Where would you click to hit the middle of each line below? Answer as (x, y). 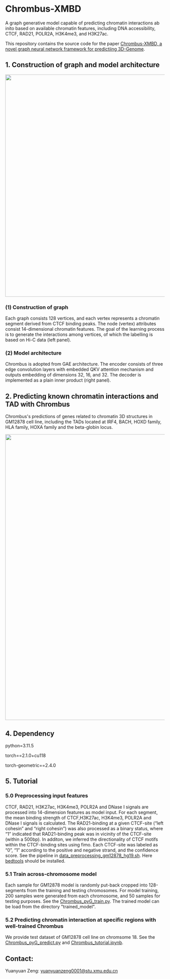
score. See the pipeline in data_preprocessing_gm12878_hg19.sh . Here (79, 855)
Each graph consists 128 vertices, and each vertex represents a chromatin (82, 319)
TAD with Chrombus (38, 404)
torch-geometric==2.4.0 (31, 765)
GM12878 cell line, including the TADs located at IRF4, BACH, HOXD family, (83, 422)
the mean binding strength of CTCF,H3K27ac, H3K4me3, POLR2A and (78, 817)
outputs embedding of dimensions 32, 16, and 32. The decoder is (73, 375)
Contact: (19, 958)
